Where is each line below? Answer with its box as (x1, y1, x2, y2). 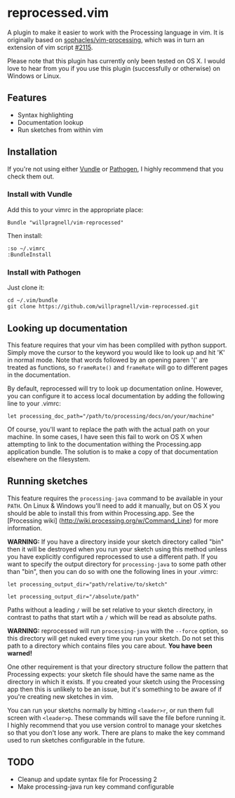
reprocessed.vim (7, 5, 109, 21)
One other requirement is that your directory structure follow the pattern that (7, 662, 228, 671)
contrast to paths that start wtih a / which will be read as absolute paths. (7, 613, 217, 621)
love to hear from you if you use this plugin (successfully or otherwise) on (7, 64, 221, 72)
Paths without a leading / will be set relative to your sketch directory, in (7, 606, 213, 614)
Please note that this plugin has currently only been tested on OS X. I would (7, 56, 226, 65)
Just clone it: (7, 283, 45, 292)
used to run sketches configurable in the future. (7, 735, 145, 744)
